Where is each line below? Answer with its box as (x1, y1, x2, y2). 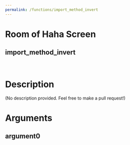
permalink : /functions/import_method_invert (5, 7, 98, 12)
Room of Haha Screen (5, 28, 96, 40)
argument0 (5, 132, 41, 141)
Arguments (5, 112, 53, 124)
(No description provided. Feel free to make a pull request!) (5, 95, 126, 101)
